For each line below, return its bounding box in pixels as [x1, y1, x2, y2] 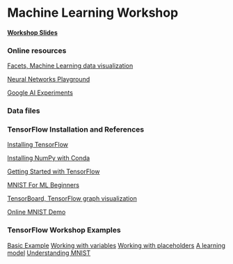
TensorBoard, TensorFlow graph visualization [7, 194, 137, 203]
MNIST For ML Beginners [7, 181, 80, 189]
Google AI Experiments [7, 88, 73, 97]
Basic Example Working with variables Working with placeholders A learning [7, 241, 226, 249]
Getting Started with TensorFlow [7, 167, 100, 176]
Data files [7, 106, 40, 116]
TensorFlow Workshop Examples [7, 225, 121, 235]
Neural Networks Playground [7, 75, 90, 84]
